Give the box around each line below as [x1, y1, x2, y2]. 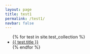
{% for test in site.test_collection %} [12, 34, 85, 40]
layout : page [5, 7, 32, 12]
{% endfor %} [12, 44, 41, 50]
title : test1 [5, 12, 32, 17]
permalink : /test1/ [5, 16, 45, 21]
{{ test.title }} [12, 39, 39, 45]
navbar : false [5, 20, 34, 26]
